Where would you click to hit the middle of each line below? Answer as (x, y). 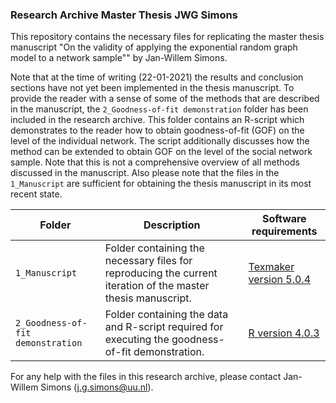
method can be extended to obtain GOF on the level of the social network (161, 152)
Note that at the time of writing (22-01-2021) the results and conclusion (157, 77)
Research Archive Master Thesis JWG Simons (124, 15)
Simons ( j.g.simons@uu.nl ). (97, 387)
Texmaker (271, 267)
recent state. (36, 194)
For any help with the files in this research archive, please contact (146, 377)
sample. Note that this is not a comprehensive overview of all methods (155, 162)
